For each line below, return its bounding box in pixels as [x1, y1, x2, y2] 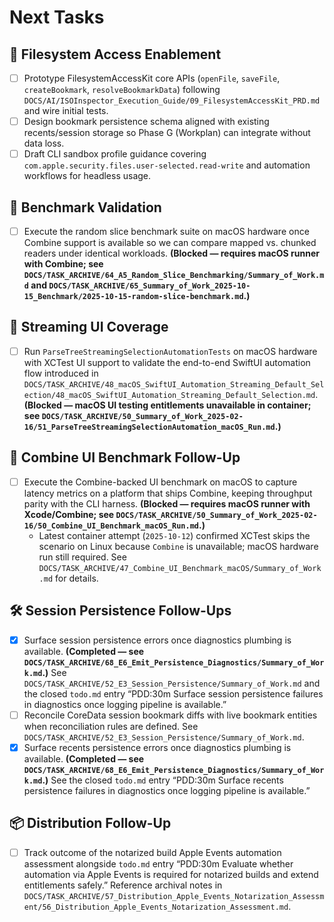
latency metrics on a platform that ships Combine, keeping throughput [23, 487, 313, 499]
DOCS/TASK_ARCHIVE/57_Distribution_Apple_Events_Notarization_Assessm [23, 891, 325, 901]
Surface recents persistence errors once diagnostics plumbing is [23, 741, 292, 753]
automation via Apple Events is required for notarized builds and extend [23, 868, 319, 880]
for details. [55, 572, 99, 584]
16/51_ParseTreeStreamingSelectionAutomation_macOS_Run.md [23, 422, 276, 432]
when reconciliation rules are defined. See [23, 720, 199, 732]
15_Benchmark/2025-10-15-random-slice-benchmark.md [23, 292, 244, 302]
